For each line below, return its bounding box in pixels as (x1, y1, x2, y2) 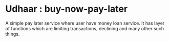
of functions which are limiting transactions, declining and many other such (5, 25, 164, 31)
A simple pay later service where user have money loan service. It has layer (5, 20, 165, 26)
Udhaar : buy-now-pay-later (5, 3, 128, 15)
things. (5, 31, 20, 37)
